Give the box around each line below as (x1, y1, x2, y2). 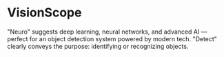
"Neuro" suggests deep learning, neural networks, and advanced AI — (7, 27, 207, 36)
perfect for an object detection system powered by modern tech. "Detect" (7, 34, 217, 43)
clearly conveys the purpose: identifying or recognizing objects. (7, 42, 189, 50)
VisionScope (7, 5, 82, 21)
